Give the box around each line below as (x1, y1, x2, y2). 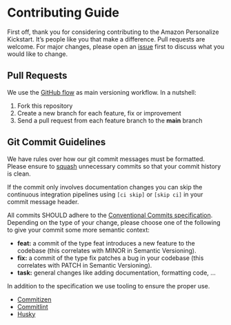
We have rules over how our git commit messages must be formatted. (7, 154, 205, 163)
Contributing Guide (7, 5, 119, 21)
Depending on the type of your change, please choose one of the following (7, 218, 221, 226)
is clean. (7, 169, 31, 178)
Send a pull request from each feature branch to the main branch (17, 116, 203, 124)
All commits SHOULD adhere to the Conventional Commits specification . (7, 211, 213, 219)
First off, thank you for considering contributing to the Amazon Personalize (7, 28, 219, 36)
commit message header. (7, 197, 79, 205)
